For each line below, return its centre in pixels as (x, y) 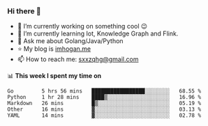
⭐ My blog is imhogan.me (54, 49)
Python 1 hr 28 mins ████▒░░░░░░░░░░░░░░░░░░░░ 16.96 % (104, 97)
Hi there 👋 (24, 11)
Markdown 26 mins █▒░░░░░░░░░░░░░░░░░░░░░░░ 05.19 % (104, 104)
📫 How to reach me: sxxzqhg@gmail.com (78, 59)
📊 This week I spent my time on (54, 76)
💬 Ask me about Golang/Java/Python (70, 41)
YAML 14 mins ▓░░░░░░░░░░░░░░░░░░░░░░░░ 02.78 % (104, 116)
